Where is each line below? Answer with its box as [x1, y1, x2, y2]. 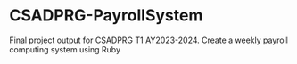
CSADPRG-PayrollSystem [9, 5, 203, 26]
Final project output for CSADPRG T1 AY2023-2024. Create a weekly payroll [9, 35, 288, 45]
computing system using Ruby [9, 44, 121, 54]
